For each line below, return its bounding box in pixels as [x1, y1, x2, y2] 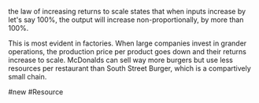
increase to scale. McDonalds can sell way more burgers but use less [8, 55, 234, 64]
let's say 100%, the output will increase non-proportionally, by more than [8, 15, 244, 24]
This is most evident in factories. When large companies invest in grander [8, 39, 247, 48]
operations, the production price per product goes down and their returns [8, 47, 246, 56]
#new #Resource [8, 87, 64, 97]
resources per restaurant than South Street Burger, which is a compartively [8, 64, 252, 73]
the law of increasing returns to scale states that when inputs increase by [8, 7, 246, 16]
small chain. [8, 72, 47, 81]
